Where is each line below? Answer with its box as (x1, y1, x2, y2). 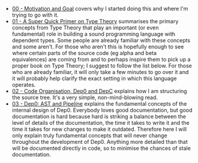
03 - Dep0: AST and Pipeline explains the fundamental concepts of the (11, 100, 187, 107)
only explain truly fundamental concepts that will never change (11, 132, 167, 139)
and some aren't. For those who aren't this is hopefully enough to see (11, 43, 184, 50)
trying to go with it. (11, 11, 59, 19)
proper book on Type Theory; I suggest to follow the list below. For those (11, 62, 192, 69)
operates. (11, 81, 36, 88)
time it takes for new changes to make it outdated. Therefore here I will (11, 125, 187, 133)
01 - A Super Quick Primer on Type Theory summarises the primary (11, 18, 179, 24)
